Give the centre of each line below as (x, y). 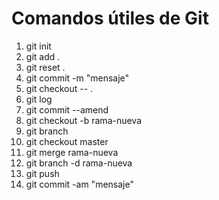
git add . (43, 56)
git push (42, 173)
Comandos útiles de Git (110, 18)
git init (38, 46)
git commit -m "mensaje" (77, 78)
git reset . (45, 67)
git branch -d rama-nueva (79, 163)
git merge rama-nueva (72, 152)
